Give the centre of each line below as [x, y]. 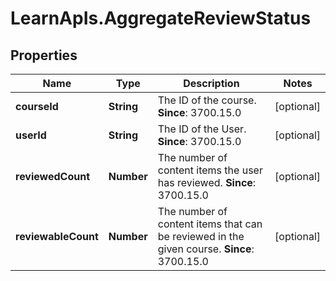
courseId [37, 106]
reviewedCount [53, 176]
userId [31, 135]
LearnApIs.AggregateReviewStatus [161, 18]
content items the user [210, 170]
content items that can [210, 224]
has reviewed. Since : [207, 182]
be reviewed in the [201, 236]
